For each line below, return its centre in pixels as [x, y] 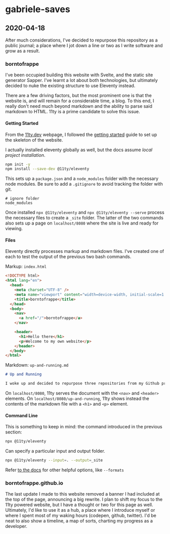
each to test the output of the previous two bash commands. [68, 257]
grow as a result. [23, 51]
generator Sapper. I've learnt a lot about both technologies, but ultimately [81, 80]
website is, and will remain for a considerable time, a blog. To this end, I [80, 101]
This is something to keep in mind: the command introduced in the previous [84, 427]
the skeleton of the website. [34, 140]
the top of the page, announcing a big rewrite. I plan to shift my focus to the [84, 500]
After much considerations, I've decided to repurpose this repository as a [81, 40]
